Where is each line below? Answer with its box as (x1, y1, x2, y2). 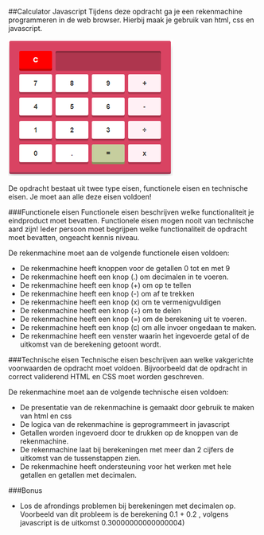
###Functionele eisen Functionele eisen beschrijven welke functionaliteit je (8, 207, 254, 217)
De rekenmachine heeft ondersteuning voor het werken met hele (19, 462, 232, 471)
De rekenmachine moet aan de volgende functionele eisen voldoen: (8, 248, 230, 258)
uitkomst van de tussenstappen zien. (19, 453, 141, 463)
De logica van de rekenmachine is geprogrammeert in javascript (19, 420, 231, 428)
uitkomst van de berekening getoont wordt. (19, 339, 161, 349)
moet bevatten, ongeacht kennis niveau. (8, 233, 140, 242)
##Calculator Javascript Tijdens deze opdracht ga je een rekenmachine (8, 7, 243, 16)
